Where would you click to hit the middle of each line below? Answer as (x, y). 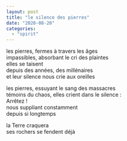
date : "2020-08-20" (31, 23)
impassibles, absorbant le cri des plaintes (58, 58)
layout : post (22, 12)
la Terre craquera (28, 125)
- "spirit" (25, 34)
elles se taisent (25, 64)
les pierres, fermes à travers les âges (52, 51)
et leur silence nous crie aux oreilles (51, 77)
